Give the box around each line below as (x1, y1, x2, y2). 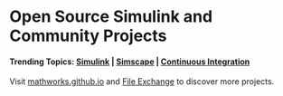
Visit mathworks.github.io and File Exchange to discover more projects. (9, 76, 275, 87)
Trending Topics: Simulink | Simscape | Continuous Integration (9, 56, 250, 67)
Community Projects (9, 25, 167, 46)
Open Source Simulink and (9, 6, 213, 27)
